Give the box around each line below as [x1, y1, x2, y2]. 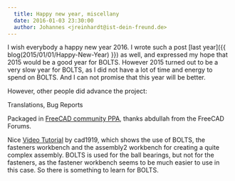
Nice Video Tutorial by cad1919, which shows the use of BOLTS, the [7, 136, 205, 144]
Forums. [7, 122, 32, 131]
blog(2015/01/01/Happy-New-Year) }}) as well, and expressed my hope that [7, 50, 228, 59]
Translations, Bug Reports [7, 101, 83, 109]
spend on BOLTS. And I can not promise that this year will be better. [7, 73, 206, 82]
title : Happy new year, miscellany [14, 10, 120, 18]
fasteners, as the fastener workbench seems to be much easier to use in [7, 158, 220, 167]
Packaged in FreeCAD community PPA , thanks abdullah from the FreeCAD [7, 114, 224, 123]
